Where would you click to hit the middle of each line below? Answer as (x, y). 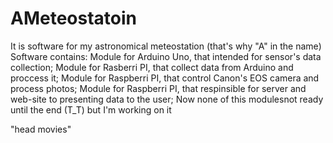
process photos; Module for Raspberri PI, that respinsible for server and (158, 88)
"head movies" (41, 129)
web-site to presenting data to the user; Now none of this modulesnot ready (167, 99)
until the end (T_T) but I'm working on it (91, 109)
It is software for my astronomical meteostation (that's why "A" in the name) (166, 46)
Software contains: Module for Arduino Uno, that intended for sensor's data (166, 56)
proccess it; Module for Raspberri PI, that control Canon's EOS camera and (165, 78)
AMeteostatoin (74, 18)
